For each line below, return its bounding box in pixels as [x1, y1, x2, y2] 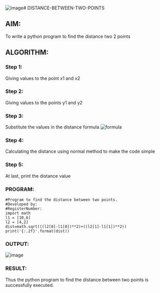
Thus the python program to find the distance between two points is [5, 277, 149, 283]
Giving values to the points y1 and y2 [5, 99, 83, 106]
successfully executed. [5, 282, 54, 288]
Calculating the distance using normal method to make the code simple [5, 149, 155, 155]
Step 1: [5, 64, 22, 71]
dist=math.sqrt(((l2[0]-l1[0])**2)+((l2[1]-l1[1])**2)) [5, 224, 127, 229]
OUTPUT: [5, 240, 29, 247]
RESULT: [5, 265, 27, 272]
